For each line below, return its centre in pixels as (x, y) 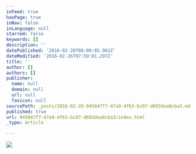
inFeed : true (22, 12)
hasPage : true (24, 17)
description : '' (26, 45)
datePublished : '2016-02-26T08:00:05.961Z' (61, 51)
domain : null (28, 90)
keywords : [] (22, 39)
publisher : (20, 78)
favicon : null (29, 100)
